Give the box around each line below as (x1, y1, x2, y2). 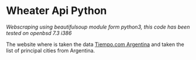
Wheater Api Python (6, 4, 107, 17)
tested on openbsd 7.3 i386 (6, 29, 72, 36)
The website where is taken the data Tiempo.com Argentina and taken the (6, 41, 184, 48)
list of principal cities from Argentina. (6, 47, 95, 54)
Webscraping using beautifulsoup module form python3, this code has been (6, 23, 190, 30)
